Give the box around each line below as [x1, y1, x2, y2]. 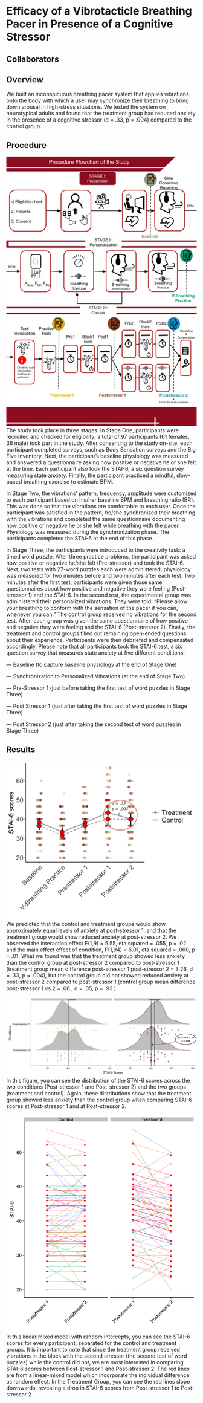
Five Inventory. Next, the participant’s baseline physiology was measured [6, 452, 188, 460]
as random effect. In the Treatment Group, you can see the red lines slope [6, 1378, 190, 1385]
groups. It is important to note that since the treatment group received [6, 1346, 180, 1353]
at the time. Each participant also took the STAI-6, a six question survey [6, 465, 184, 473]
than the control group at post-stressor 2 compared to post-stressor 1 [6, 959, 180, 966]
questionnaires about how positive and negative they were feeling [6, 585, 170, 592]
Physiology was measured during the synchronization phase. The [6, 528, 169, 536]
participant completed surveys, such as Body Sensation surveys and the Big [6, 446, 196, 453]
